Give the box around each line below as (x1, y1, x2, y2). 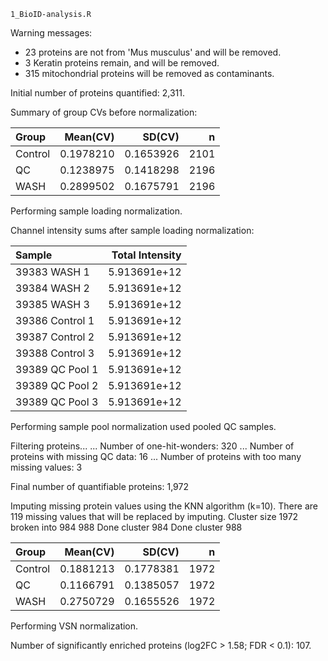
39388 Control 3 (15, 346, 95, 360)
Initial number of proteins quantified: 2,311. (10, 87, 185, 99)
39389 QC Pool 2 (15, 379, 99, 392)
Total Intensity (111, 248, 182, 262)
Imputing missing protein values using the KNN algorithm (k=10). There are (10, 500, 318, 512)
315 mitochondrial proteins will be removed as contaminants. (24, 68, 275, 79)
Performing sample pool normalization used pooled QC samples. (10, 421, 277, 432)
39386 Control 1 (15, 314, 95, 327)
